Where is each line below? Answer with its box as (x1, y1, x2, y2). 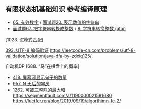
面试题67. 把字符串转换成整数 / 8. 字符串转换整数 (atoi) (12, 25, 126, 31)
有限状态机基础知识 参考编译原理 (5, 5, 107, 14)
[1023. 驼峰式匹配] (5, 36, 44, 42)
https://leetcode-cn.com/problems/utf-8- (50, 47, 136, 53)
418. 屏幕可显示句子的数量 (12, 74, 67, 80)
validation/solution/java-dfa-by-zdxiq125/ (5, 53, 92, 59)
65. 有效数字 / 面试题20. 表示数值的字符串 (12, 19, 100, 25)
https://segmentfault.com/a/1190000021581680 (12, 92, 112, 98)
